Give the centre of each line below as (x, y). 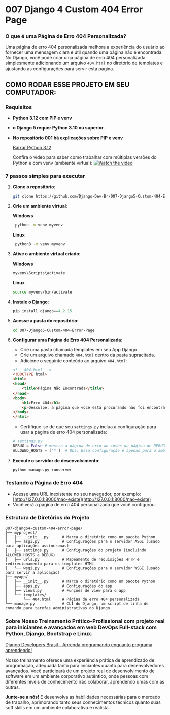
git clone (23, 197)
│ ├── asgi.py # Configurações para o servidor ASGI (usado (82, 542)
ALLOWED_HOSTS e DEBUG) (30, 555)
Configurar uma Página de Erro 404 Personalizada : (67, 340)
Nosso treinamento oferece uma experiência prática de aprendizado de (80, 660)
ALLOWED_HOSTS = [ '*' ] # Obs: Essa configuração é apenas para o (84, 450)
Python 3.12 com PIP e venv (42, 118)
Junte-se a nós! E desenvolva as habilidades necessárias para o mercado (83, 697)
